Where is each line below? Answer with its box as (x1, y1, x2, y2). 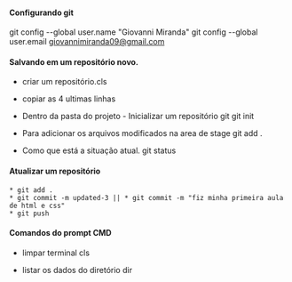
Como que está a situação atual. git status (21, 145, 177, 156)
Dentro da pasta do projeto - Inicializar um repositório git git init (21, 111, 255, 122)
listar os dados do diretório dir (21, 264, 133, 275)
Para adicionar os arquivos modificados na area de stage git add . (21, 128, 264, 139)
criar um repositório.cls (21, 77, 107, 87)
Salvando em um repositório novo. (9, 56, 139, 67)
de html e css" (9, 201, 66, 210)
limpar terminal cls (21, 247, 91, 258)
